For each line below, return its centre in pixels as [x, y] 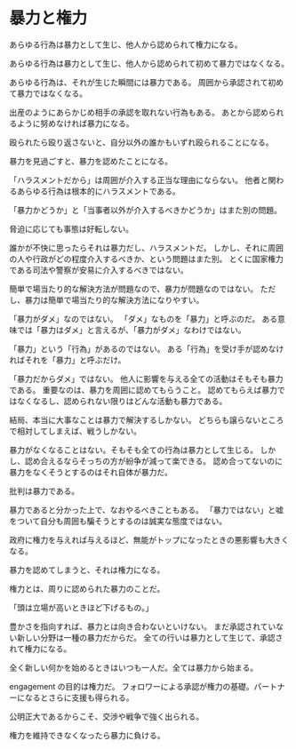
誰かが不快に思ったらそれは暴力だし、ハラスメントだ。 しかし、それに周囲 [147, 247]
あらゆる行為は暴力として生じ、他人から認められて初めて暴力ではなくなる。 [149, 63]
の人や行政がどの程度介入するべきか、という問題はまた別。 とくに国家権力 [147, 259]
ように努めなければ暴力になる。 [75, 123]
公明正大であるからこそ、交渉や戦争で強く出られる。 [107, 716]
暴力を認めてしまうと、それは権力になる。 [87, 570]
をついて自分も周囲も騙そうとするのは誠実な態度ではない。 [118, 521]
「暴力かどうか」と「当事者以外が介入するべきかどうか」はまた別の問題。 [145, 210]
